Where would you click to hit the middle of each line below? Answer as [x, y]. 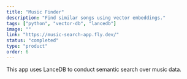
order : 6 [17, 52]
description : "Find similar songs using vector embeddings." [86, 18]
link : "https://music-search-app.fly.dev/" [63, 35]
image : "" [19, 29]
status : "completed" [33, 40]
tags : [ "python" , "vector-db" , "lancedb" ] [61, 23]
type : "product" [27, 47]
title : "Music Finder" [35, 12]
